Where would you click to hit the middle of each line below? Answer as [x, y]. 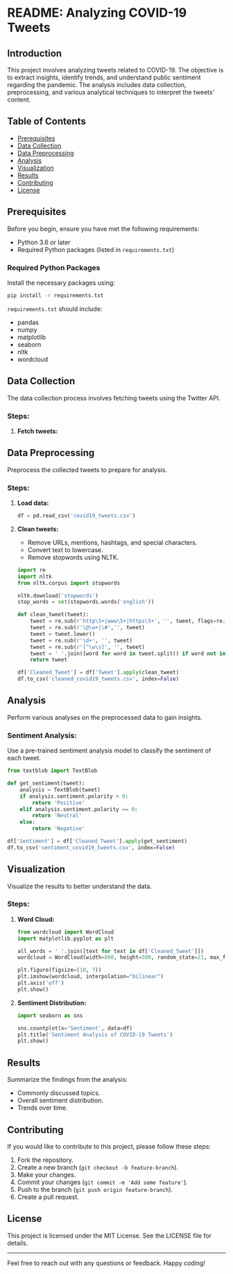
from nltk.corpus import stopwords [69, 583]
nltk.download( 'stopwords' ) [58, 596]
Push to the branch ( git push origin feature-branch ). [95, 1189]
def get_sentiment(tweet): [46, 783]
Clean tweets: [38, 529]
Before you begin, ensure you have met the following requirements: [103, 228]
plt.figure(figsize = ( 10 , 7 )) [59, 970]
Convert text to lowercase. [66, 550]
